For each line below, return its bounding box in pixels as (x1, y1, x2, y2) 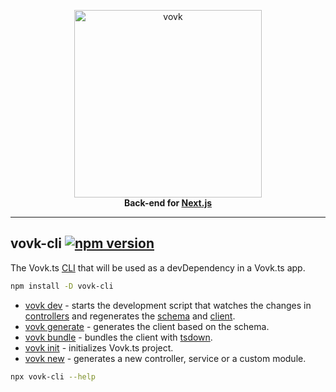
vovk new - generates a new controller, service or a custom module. (24, 352, 307, 364)
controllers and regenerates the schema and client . (24, 310, 236, 322)
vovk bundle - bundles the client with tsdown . (24, 331, 213, 343)
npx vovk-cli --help (10, 371, 97, 382)
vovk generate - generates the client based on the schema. (24, 320, 270, 332)
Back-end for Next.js (123, 197, 213, 209)
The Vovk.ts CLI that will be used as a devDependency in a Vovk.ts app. (10, 261, 306, 274)
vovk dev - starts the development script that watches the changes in (24, 299, 312, 311)
